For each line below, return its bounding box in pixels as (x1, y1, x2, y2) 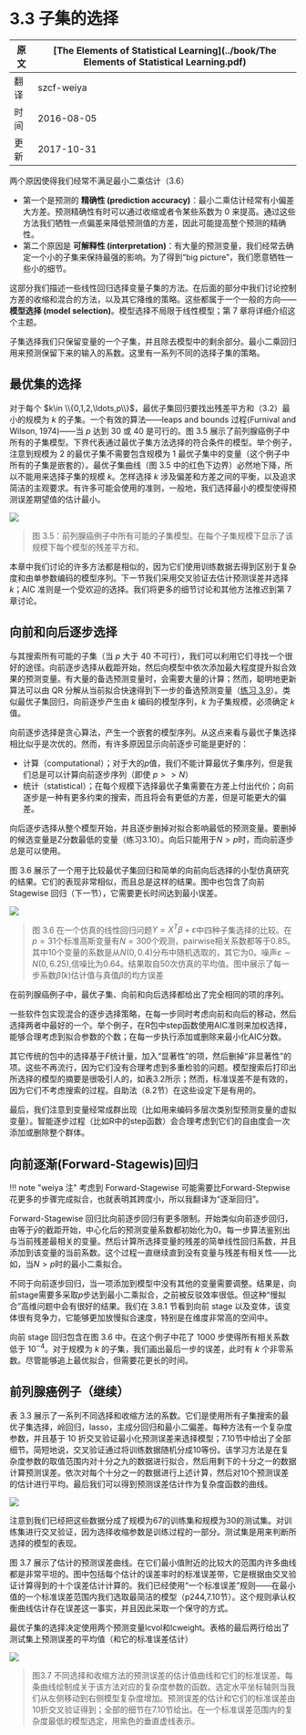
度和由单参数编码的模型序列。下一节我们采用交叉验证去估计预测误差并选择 (9, 572, 289, 583)
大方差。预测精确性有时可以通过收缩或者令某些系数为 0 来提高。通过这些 (22, 206, 296, 217)
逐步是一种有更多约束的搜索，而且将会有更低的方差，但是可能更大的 (22, 791, 279, 802)
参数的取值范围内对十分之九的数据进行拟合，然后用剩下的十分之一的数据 (25, 1455, 297, 1466)
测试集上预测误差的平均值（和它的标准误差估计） (9, 1633, 193, 1644)
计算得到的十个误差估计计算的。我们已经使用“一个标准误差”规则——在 (16, 1579, 280, 1591)
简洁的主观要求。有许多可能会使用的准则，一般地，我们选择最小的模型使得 (9, 482, 289, 493)
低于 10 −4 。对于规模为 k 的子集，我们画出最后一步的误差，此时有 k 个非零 (9, 1342, 286, 1354)
